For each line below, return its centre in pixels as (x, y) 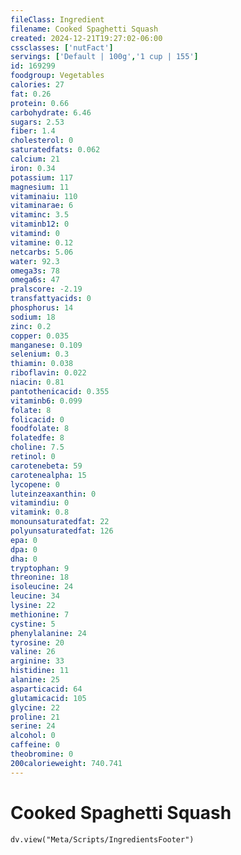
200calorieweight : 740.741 (66, 763)
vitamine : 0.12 (42, 242)
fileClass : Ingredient (57, 19)
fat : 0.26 (31, 94)
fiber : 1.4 (33, 131)
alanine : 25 (35, 680)
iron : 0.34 (33, 168)
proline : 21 (35, 717)
